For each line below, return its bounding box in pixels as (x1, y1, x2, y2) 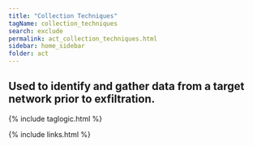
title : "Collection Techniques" (8, 11, 118, 20)
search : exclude (8, 27, 63, 35)
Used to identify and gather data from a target (8, 79, 245, 93)
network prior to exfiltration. (8, 92, 156, 106)
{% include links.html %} (8, 129, 91, 139)
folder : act (8, 49, 49, 58)
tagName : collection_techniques (8, 19, 118, 28)
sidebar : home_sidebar (8, 42, 85, 50)
